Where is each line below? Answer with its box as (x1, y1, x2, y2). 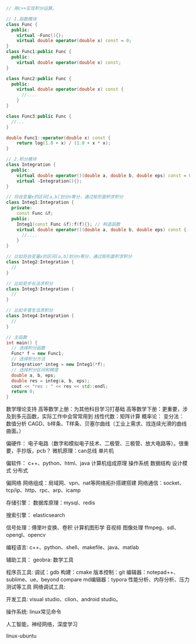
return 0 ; (11, 389, 35, 395)
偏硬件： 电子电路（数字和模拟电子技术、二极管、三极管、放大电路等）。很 (6, 440, 184, 447)
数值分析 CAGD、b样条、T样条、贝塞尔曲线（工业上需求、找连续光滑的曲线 (6, 420, 187, 427)
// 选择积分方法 (11, 356, 45, 362)
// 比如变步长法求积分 (6, 280, 54, 286)
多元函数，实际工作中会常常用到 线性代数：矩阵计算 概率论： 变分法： (16, 413, 184, 420)
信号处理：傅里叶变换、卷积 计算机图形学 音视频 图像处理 (6, 524, 143, 531)
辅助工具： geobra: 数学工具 (6, 556, 74, 563)
